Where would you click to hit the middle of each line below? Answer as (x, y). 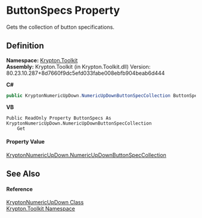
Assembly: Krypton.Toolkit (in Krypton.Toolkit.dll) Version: (78, 66)
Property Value (26, 142)
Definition (25, 46)
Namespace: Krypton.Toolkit (42, 60)
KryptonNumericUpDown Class (45, 202)
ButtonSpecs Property (63, 10)
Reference (20, 189)
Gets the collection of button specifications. (60, 27)
